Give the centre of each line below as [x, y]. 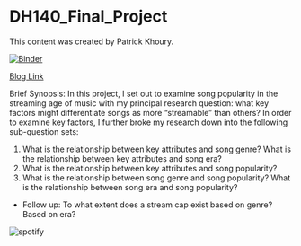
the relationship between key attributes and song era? [122, 158]
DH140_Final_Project [89, 17]
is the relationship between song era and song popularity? [130, 187]
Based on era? [49, 214]
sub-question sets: [44, 131]
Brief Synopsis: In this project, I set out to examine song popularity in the [144, 93]
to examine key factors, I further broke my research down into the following [149, 122]
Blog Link [27, 76]
